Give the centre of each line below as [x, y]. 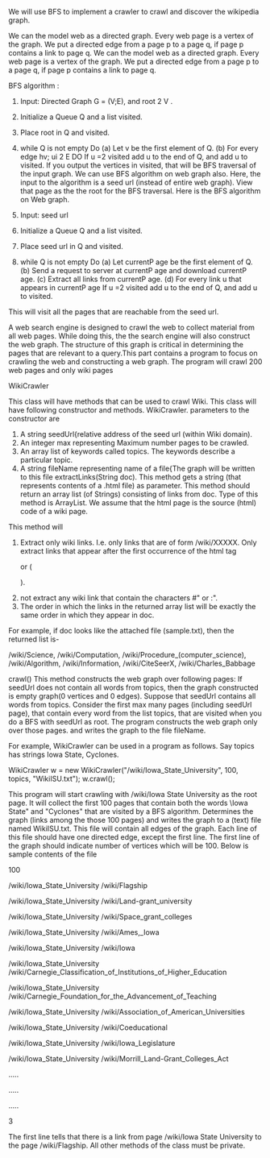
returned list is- [34, 639]
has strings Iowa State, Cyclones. [64, 754]
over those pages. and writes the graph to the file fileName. [107, 730]
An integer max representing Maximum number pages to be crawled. [135, 443]
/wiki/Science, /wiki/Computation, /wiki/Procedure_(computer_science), [127, 655]
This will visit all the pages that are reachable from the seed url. [114, 312]
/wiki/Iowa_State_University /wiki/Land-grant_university [100, 901]
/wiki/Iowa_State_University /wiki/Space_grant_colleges [100, 917]
